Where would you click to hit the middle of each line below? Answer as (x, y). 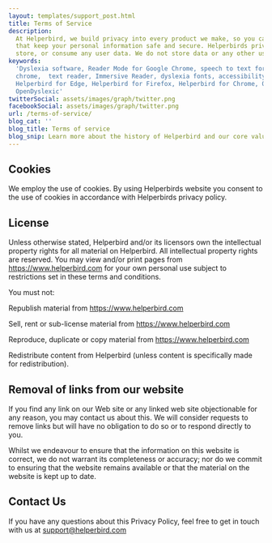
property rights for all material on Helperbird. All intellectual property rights (133, 251)
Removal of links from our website (96, 389)
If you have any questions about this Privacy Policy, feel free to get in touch (134, 521)
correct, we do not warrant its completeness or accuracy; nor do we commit (136, 460)
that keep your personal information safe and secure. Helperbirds (132, 46)
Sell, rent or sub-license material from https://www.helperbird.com (119, 324)
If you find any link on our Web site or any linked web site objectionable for (133, 409)
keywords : (25, 62)
